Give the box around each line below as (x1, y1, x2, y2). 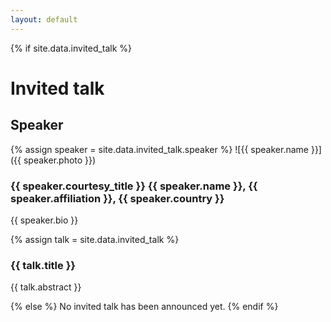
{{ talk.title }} (10, 258, 77, 272)
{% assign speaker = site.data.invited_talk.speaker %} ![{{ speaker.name (10, 143, 309, 155)
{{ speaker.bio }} (10, 214, 79, 226)
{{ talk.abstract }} (10, 281, 82, 293)
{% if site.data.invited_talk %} (10, 42, 133, 54)
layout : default (10, 14, 78, 25)
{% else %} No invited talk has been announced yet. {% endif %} (10, 301, 279, 313)
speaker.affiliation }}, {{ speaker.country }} (10, 191, 225, 205)
